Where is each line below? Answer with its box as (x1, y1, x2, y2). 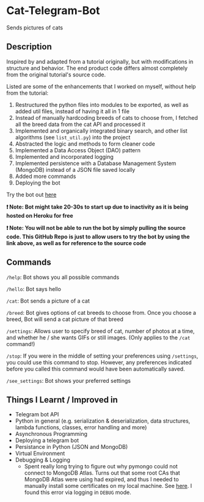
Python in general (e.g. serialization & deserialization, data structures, (15, 417, 191, 425)
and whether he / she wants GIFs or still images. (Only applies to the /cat (6, 334, 191, 341)
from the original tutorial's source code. (6, 71, 106, 78)
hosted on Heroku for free (6, 212, 73, 219)
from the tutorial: (6, 89, 49, 97)
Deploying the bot (15, 179, 60, 186)
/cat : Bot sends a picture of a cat (6, 297, 90, 305)
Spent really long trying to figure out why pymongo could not (24, 463, 178, 470)
